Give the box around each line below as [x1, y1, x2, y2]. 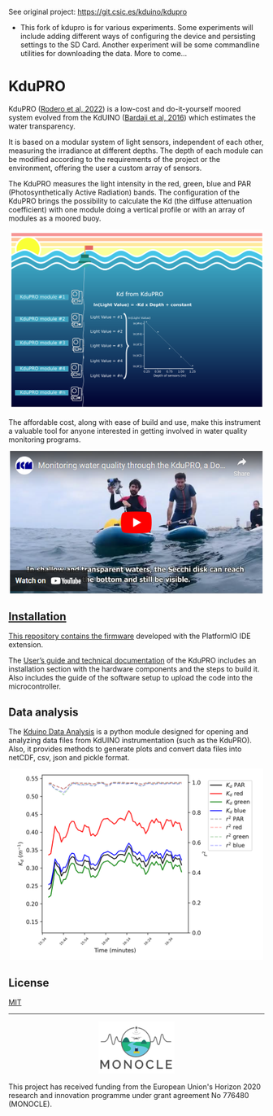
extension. [8, 640, 44, 650]
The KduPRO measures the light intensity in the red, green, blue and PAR [8, 178, 252, 188]
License [8, 976, 50, 990]
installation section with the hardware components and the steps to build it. [8, 664, 260, 674]
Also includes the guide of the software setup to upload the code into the [8, 673, 253, 683]
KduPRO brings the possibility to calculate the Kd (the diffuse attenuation [8, 195, 253, 206]
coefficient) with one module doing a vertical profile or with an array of [8, 204, 245, 214]
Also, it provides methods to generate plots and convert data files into [8, 744, 242, 754]
